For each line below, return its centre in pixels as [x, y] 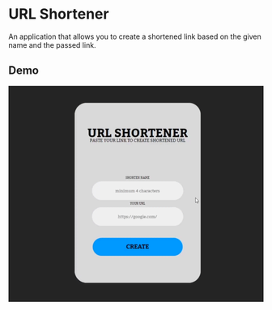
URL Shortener [59, 14]
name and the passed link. [52, 45]
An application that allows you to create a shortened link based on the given [135, 36]
